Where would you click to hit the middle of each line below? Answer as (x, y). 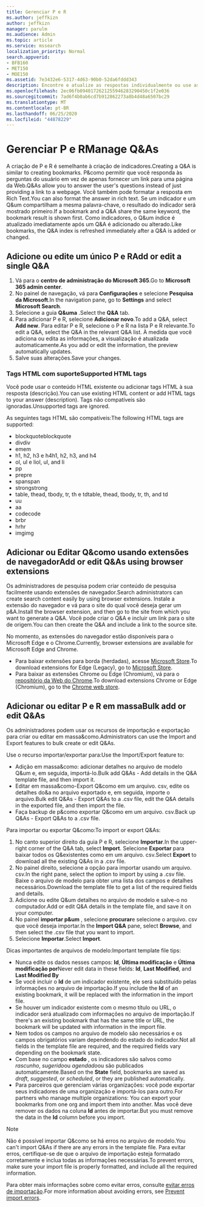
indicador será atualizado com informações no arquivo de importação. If (105, 1014)
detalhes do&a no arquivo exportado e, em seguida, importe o (92, 792)
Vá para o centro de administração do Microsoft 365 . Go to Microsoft (103, 280)
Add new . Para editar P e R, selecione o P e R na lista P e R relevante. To (105, 325)
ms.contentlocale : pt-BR (38, 108)
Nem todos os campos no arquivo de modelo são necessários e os (98, 1033)
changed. (18, 237)
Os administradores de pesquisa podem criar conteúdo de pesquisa (91, 586)
